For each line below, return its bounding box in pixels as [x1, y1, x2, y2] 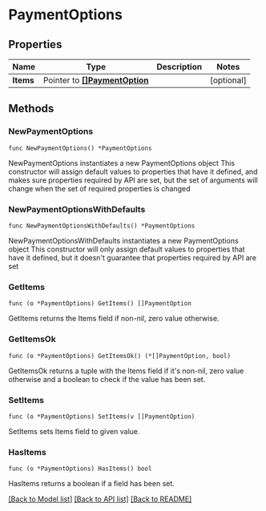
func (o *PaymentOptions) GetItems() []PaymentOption [8, 300, 192, 308]
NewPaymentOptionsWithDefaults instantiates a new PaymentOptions [8, 235, 239, 245]
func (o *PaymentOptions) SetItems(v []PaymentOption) [8, 412, 195, 420]
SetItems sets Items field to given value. [8, 426, 140, 436]
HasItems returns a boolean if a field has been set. [8, 479, 175, 489]
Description [156, 62, 203, 72]
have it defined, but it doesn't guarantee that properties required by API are [8, 252, 256, 262]
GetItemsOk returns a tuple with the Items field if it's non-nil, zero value [8, 366, 244, 376]
